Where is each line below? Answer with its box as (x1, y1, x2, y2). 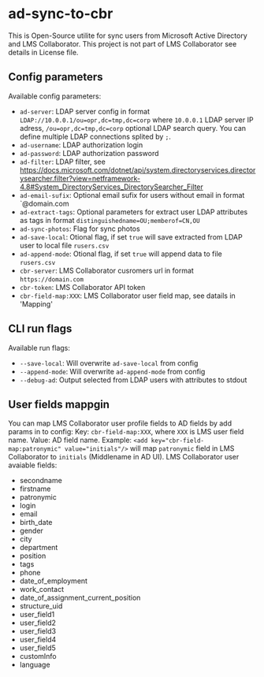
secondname (19, 476, 63, 485)
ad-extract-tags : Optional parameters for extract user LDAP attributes (19, 206, 248, 217)
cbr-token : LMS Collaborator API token (19, 282, 146, 292)
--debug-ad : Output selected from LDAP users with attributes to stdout (19, 375, 247, 385)
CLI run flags (8, 322, 73, 336)
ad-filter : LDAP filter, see (19, 157, 106, 166)
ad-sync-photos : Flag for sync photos (19, 224, 140, 233)
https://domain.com (19, 275, 84, 284)
